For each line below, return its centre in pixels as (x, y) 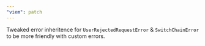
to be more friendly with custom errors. (56, 36)
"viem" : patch (24, 12)
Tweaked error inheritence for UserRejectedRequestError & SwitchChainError (103, 29)
